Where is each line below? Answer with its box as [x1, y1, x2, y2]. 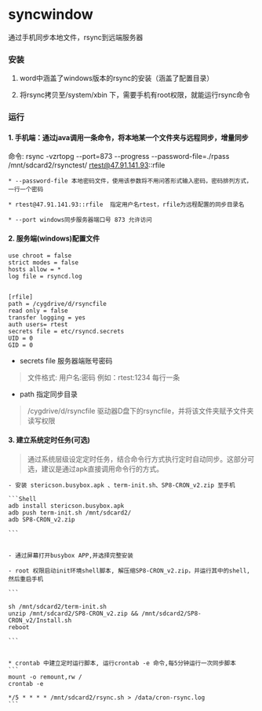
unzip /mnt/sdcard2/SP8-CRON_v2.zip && [8, 610, 139, 617]
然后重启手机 [8, 575, 44, 583]
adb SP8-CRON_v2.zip [8, 515, 76, 524]
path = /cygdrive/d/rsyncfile [8, 300, 107, 308]
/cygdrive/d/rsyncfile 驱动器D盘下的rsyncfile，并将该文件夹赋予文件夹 [27, 406, 254, 415]
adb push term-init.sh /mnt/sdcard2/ [8, 509, 132, 517]
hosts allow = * [8, 265, 61, 273]
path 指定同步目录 [19, 389, 78, 399]
